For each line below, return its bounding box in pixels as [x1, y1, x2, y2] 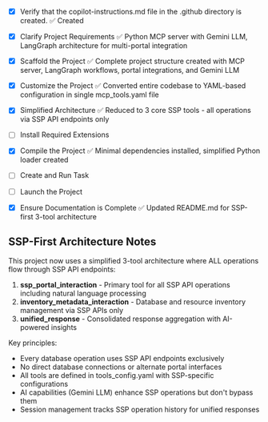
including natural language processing [19, 288, 146, 299]
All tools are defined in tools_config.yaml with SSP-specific [19, 371, 214, 380]
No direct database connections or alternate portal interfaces [19, 362, 222, 372]
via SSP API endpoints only [19, 115, 110, 124]
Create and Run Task [19, 171, 90, 180]
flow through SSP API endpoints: [8, 264, 116, 275]
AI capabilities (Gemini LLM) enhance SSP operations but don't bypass [19, 388, 254, 397]
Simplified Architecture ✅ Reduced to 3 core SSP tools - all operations [19, 106, 252, 115]
